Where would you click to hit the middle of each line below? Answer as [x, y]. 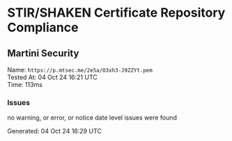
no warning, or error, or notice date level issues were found [92, 118]
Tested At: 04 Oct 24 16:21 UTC [52, 77]
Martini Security [43, 53]
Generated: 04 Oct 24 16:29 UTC [55, 131]
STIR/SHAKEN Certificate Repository [116, 13]
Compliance [43, 27]
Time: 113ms [25, 84]
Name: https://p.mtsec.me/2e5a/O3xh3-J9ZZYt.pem [80, 70]
